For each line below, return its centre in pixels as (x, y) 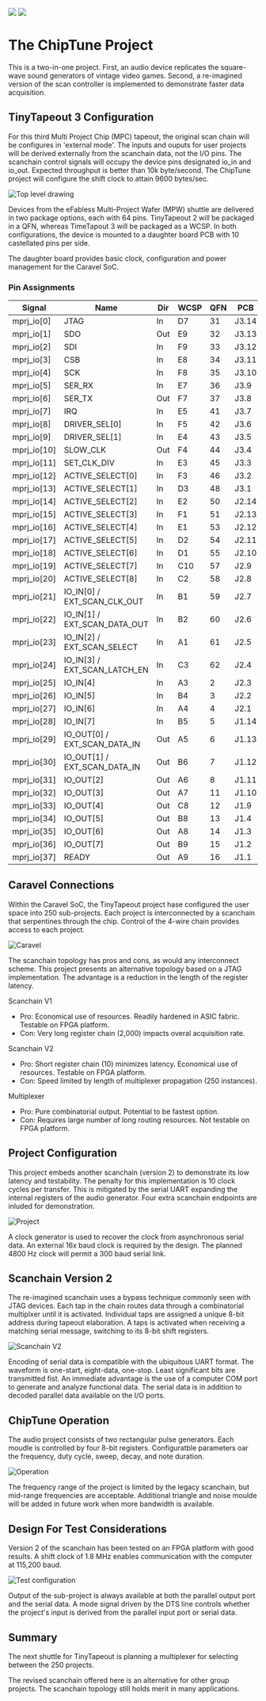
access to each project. (47, 929)
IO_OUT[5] (84, 819)
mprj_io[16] (34, 527)
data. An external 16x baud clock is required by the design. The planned (125, 1245)
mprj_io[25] (34, 683)
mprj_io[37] (34, 858)
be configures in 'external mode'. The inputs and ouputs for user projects (127, 145)
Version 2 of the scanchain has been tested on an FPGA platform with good (131, 1548)
